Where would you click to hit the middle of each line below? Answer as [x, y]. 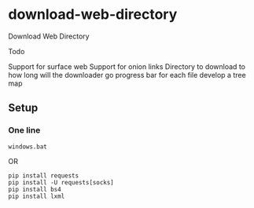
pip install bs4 [35, 189]
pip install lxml [37, 196]
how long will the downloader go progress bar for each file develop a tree [127, 75]
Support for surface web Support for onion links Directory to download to [127, 66]
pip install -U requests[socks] [61, 182]
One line [24, 130]
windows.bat [28, 147]
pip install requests [44, 175]
